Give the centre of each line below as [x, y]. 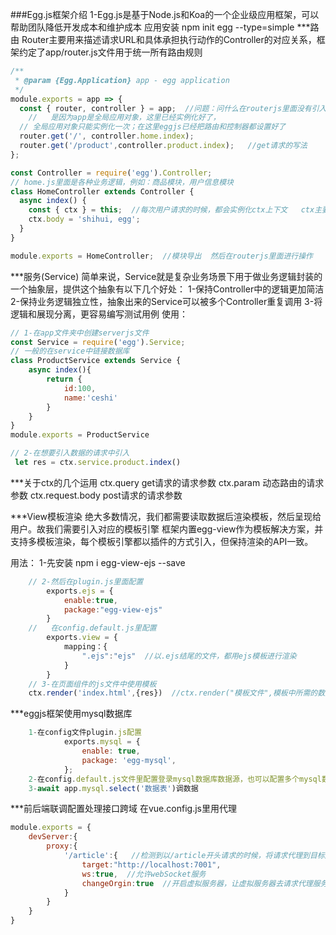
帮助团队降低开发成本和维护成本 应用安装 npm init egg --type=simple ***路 [165, 27]
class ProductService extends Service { [96, 361]
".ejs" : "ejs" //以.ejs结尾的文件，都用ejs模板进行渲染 [189, 656]
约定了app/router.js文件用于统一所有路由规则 [110, 52]
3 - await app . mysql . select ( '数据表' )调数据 [113, 788]
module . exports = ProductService [80, 435]
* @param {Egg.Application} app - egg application [122, 80]
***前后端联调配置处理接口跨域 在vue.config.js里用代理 [123, 809]
